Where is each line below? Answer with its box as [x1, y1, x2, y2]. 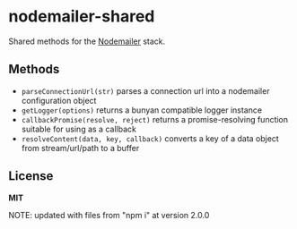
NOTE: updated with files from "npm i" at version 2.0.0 [8, 209, 210, 220]
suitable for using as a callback [21, 123, 136, 134]
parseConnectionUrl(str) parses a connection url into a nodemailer [21, 85, 270, 96]
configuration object [21, 95, 97, 106]
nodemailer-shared [8, 6, 155, 27]
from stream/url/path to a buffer [21, 142, 140, 153]
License [8, 168, 54, 184]
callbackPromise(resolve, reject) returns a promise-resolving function [21, 114, 289, 124]
